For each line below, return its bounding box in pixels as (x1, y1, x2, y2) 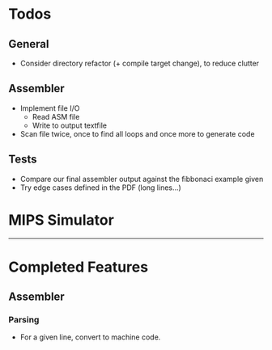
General (8, 37, 50, 51)
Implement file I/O (19, 103, 80, 113)
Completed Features (8, 258, 148, 276)
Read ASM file (32, 112, 80, 121)
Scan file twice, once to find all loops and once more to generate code (19, 129, 255, 138)
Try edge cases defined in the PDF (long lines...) (19, 183, 182, 192)
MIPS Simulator (8, 211, 115, 229)
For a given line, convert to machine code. (19, 332, 161, 342)
